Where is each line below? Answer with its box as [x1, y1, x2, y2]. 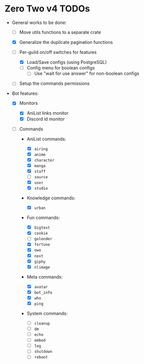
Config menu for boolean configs [26, 65, 95, 71]
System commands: [26, 310, 68, 316]
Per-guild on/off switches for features [19, 49, 97, 55]
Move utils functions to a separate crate [19, 29, 101, 35]
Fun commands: [26, 215, 60, 221]
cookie [34, 231, 48, 236]
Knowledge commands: [26, 195, 76, 201]
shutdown [34, 349, 53, 355]
